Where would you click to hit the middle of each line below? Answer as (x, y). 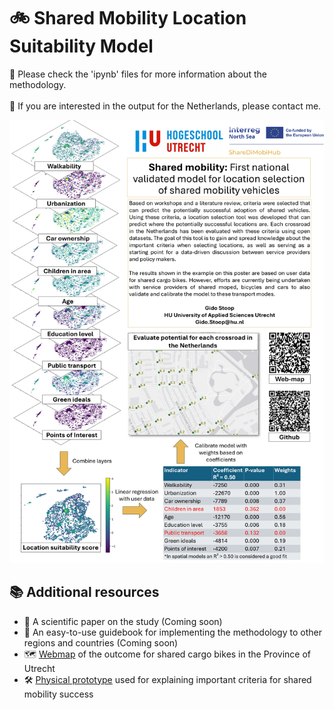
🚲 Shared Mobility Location (128, 18)
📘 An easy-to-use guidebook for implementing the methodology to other (172, 632)
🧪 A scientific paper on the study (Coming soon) (123, 621)
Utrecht (39, 668)
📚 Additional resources (84, 592)
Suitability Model (81, 46)
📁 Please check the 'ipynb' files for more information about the (138, 74)
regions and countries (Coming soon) (101, 642)
